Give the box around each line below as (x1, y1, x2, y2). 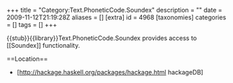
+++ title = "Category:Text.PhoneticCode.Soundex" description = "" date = (6, 6, 223, 14)
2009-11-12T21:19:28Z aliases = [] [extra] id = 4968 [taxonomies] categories (6, 13, 227, 21)
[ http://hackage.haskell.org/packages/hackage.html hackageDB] (16, 68, 204, 76)
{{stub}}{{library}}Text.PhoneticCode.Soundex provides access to (6, 34, 197, 42)
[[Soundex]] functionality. (6, 41, 80, 49)
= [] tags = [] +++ (6, 21, 57, 28)
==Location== (6, 55, 48, 63)
